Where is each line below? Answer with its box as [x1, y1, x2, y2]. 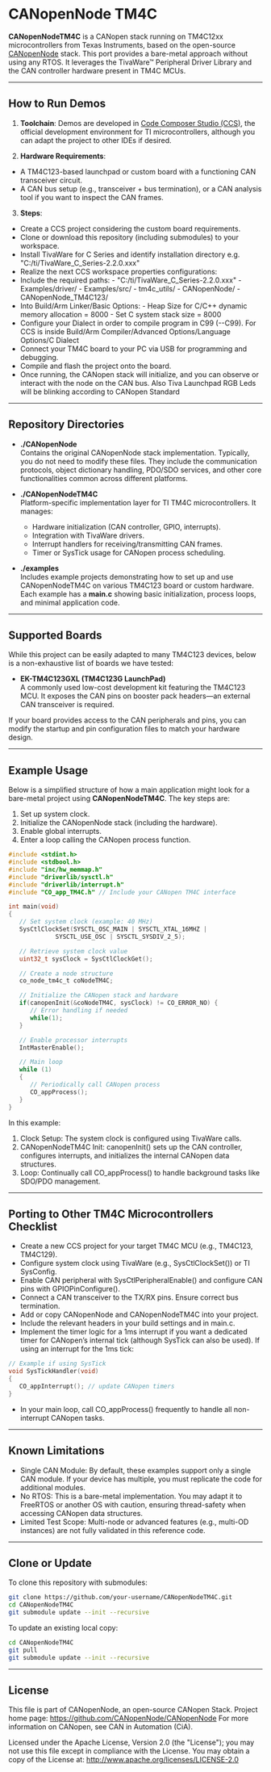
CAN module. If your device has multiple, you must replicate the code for [19, 1474, 262, 1484]
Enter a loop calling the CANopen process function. [19, 835, 191, 844]
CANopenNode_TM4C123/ [19, 292, 109, 302]
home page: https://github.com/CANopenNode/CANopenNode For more [8, 1713, 248, 1724]
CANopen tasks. [51, 1413, 105, 1422]
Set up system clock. [19, 809, 90, 819]
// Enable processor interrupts [19, 1036, 128, 1044]
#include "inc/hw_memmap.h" [8, 865, 103, 873]
